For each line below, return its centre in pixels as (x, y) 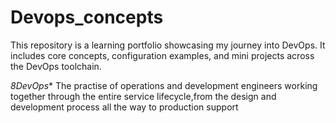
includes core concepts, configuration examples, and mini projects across (162, 55)
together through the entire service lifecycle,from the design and (143, 96)
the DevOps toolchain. (56, 66)
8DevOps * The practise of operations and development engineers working (164, 85)
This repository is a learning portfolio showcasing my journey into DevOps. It (168, 45)
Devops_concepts (87, 17)
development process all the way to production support (124, 107)
